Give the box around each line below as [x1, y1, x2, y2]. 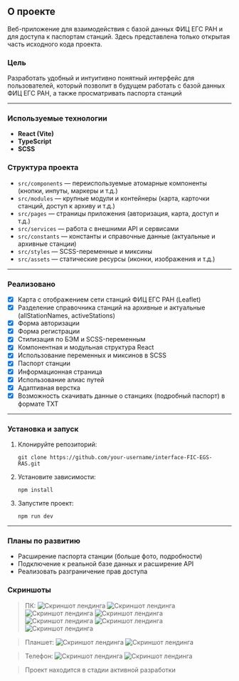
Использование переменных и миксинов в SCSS [17, 351, 167, 359]
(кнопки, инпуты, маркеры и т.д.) [17, 186, 119, 195]
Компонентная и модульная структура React [17, 343, 154, 352]
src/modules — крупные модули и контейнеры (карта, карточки [17, 194, 210, 203]
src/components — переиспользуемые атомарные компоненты [17, 178, 208, 188]
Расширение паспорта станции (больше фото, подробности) [17, 552, 203, 560]
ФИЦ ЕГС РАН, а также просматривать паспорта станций [7, 89, 183, 98]
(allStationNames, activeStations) [17, 312, 116, 320]
